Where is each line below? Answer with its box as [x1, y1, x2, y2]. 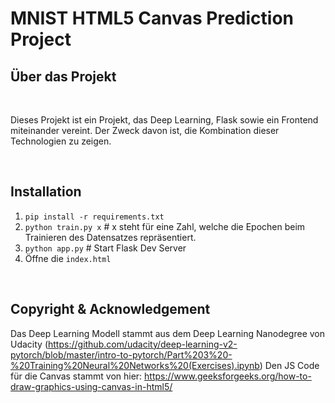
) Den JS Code [259, 359, 320, 371]
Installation [10, 183, 82, 201]
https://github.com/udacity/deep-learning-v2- [48, 338, 238, 350]
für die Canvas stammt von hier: [10, 370, 143, 382]
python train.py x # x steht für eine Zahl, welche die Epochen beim [24, 220, 306, 232]
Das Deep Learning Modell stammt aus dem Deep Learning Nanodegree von [10, 327, 326, 339]
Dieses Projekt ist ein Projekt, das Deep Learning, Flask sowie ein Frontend [10, 114, 319, 126]
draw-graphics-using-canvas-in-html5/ [10, 380, 173, 392]
